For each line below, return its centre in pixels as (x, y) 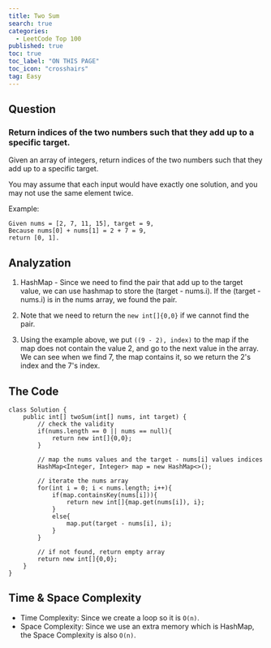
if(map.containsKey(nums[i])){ (105, 495)
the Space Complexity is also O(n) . (78, 635)
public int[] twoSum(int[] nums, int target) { (105, 417)
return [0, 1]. (34, 238)
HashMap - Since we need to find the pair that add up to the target (131, 283)
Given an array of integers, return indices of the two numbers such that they (135, 160)
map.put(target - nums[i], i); (119, 523)
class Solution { (38, 410)
